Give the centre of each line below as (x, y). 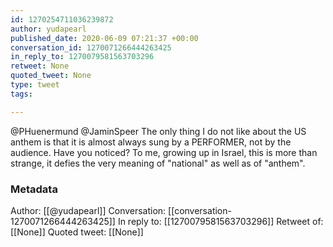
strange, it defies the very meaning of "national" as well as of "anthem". (158, 163)
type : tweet (35, 85)
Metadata (34, 189)
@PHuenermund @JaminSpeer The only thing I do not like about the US (158, 131)
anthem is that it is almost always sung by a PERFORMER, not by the (151, 142)
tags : (21, 94)
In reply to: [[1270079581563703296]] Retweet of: (220, 221)
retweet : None (40, 66)
